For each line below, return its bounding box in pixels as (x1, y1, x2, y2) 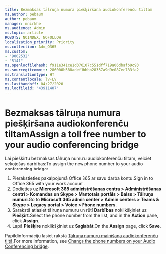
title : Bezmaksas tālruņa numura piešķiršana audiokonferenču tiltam (5, 7, 153, 12)
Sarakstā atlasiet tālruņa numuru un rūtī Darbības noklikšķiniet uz (12, 207, 147, 213)
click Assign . (12, 218, 40, 224)
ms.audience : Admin (5, 26, 46, 31)
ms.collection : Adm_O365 (5, 44, 57, 49)
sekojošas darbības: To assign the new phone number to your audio (5, 161, 143, 167)
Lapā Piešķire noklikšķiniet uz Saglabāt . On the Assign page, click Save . (12, 223, 161, 229)
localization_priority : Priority (5, 40, 75, 45)
